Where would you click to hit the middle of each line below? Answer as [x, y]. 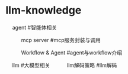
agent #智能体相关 [35, 27]
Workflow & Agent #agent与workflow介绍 [72, 52]
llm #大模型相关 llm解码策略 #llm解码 [65, 65]
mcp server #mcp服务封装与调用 [61, 40]
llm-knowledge [44, 10]
